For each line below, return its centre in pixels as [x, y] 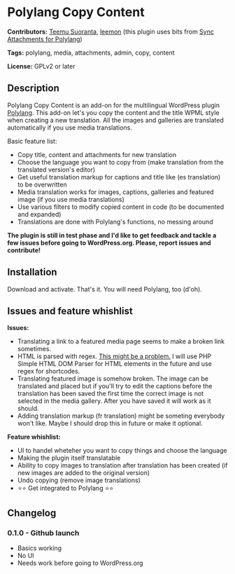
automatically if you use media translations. [70, 128]
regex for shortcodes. [49, 371]
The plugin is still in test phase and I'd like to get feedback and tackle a [112, 235]
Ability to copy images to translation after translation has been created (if [122, 465]
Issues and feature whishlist [70, 311]
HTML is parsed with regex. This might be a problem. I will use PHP [114, 356]
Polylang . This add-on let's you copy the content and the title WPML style [113, 112]
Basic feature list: [32, 141]
